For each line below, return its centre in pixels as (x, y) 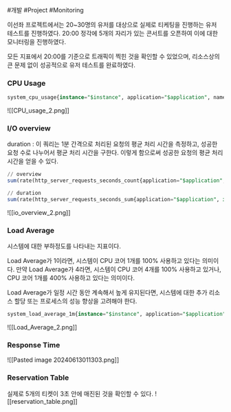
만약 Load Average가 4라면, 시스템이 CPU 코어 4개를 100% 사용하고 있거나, (119, 269)
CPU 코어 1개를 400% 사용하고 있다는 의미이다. (71, 278)
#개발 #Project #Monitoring (45, 10)
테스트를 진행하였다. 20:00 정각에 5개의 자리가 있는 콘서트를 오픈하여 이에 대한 (113, 33)
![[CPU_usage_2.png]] (38, 111)
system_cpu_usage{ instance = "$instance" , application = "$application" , (109, 98)
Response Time (34, 345)
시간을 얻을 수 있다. (33, 161)
